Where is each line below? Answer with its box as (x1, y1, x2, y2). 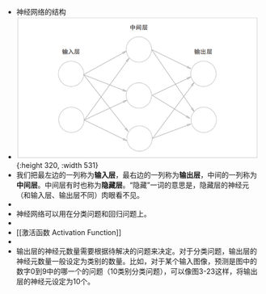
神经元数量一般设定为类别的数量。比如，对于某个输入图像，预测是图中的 (15, 257, 257, 267)
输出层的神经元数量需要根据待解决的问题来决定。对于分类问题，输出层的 (15, 246, 257, 256)
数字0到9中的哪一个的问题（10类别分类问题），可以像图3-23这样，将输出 (15, 267, 258, 276)
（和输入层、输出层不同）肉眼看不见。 (15, 191, 144, 200)
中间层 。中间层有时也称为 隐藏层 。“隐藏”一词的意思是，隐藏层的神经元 (15, 180, 250, 190)
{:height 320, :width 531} (15, 161, 99, 170)
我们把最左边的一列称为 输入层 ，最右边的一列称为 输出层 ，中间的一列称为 (15, 170, 257, 180)
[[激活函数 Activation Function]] (15, 228, 122, 237)
